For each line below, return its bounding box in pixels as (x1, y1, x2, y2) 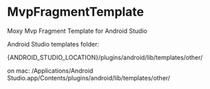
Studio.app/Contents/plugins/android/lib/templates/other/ (7, 73, 171, 82)
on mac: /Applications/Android (7, 66, 94, 75)
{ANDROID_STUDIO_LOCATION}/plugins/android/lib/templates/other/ (7, 53, 203, 62)
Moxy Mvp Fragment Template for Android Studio (7, 27, 148, 35)
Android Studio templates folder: (7, 40, 100, 48)
